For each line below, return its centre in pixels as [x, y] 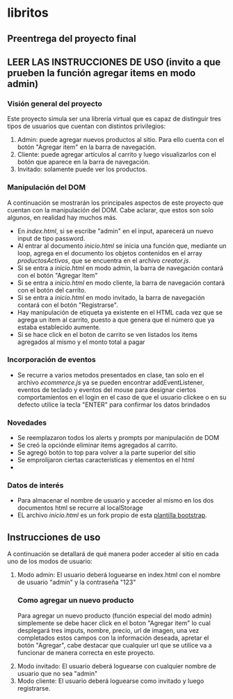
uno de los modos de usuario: [50, 561]
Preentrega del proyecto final [72, 39]
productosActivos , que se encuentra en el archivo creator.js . [104, 260]
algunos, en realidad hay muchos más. [63, 217]
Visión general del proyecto [55, 104]
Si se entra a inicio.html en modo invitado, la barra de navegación [111, 297]
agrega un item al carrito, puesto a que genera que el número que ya [116, 320]
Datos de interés [35, 485]
